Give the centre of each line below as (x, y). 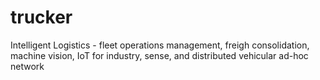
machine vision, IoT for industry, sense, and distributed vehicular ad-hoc (159, 55)
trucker (41, 17)
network (27, 66)
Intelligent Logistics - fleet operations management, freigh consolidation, (160, 45)
